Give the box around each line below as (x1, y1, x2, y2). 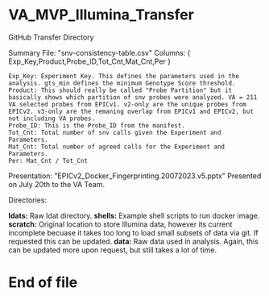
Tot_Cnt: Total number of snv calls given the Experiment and (8, 128, 221, 136)
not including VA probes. (8, 115, 95, 123)
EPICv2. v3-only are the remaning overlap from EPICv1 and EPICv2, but (8, 107, 254, 115)
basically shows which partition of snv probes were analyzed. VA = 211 (8, 93, 258, 102)
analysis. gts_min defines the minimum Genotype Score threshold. (8, 79, 236, 87)
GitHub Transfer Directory (8, 32, 94, 42)
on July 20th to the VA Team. (8, 179, 105, 189)
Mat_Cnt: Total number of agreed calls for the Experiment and (8, 143, 226, 151)
